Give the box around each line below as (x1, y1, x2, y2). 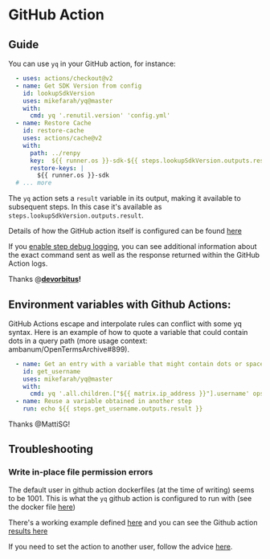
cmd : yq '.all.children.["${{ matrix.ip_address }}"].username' (29, 390, 250, 398)
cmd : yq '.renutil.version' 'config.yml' (29, 112, 171, 120)
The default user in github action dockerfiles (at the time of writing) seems (8, 484, 255, 495)
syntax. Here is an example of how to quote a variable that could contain (8, 327, 248, 337)
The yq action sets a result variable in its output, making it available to (8, 194, 241, 203)
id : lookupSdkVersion (22, 89, 95, 97)
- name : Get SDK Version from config (15, 82, 142, 90)
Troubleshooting (8, 443, 94, 456)
